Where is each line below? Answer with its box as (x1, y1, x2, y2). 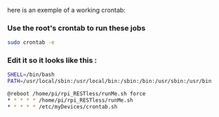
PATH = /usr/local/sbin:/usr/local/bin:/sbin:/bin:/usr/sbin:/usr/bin (7, 78, 212, 85)
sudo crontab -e (7, 39, 55, 46)
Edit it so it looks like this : (7, 56, 97, 65)
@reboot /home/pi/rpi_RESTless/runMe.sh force (7, 91, 146, 97)
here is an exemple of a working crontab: (7, 6, 126, 14)
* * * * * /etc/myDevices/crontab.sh (7, 103, 118, 110)
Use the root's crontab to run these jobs (7, 23, 146, 33)
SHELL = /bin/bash (7, 71, 55, 79)
